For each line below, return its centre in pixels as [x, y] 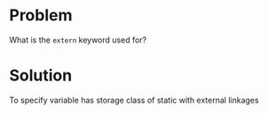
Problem [41, 15]
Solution [41, 76]
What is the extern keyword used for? [78, 40]
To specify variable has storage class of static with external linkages [134, 100]
